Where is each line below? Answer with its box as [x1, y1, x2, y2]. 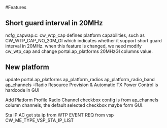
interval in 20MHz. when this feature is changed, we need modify [5, 43, 142, 49]
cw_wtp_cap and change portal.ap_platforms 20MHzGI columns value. [5, 48, 153, 54]
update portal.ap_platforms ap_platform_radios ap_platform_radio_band [5, 76, 155, 82]
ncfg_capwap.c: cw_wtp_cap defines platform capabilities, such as [5, 32, 145, 38]
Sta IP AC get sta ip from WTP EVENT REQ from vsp [5, 112, 114, 118]
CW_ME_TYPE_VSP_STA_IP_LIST [5, 117, 74, 123]
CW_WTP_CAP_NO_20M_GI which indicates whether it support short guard [5, 37, 162, 43]
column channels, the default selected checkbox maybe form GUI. [5, 102, 144, 108]
